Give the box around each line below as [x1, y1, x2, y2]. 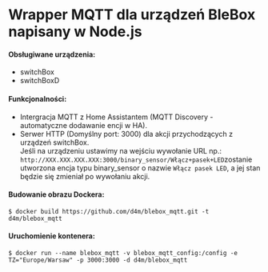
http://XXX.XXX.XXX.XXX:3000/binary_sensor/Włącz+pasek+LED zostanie [19, 154, 253, 164]
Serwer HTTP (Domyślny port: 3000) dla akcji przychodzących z [19, 129, 234, 138]
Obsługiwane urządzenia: [8, 50, 96, 59]
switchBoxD [19, 76, 60, 86]
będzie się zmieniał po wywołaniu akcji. [19, 171, 150, 181]
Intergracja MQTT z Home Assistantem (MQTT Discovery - [19, 112, 214, 122]
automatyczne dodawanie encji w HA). [19, 120, 148, 130]
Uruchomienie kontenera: [8, 231, 96, 241]
